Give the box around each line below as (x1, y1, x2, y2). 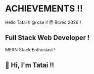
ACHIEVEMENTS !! (5, 3, 83, 14)
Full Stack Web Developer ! (5, 34, 90, 42)
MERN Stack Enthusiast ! (5, 46, 56, 52)
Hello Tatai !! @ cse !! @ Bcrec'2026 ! (5, 19, 81, 25)
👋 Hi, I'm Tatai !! (5, 61, 54, 70)
